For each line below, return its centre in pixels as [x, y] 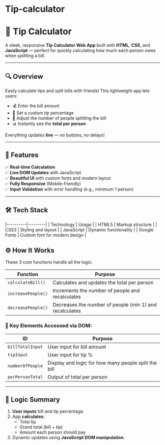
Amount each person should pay [53, 432]
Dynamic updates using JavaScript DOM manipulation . [69, 438]
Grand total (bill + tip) [41, 427]
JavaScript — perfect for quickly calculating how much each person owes [81, 51]
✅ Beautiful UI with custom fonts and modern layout [58, 178]
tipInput [18, 355]
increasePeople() [28, 294]
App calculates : [28, 416]
